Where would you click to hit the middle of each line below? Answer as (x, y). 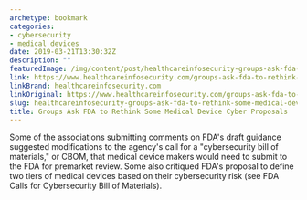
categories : (32, 26)
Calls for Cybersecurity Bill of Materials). (86, 186)
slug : (20, 103)
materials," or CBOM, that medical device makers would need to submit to (148, 157)
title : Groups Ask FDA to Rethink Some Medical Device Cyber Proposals (148, 111)
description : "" (40, 60)
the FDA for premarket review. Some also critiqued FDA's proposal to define (152, 166)
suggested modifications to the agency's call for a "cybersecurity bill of (144, 147)
